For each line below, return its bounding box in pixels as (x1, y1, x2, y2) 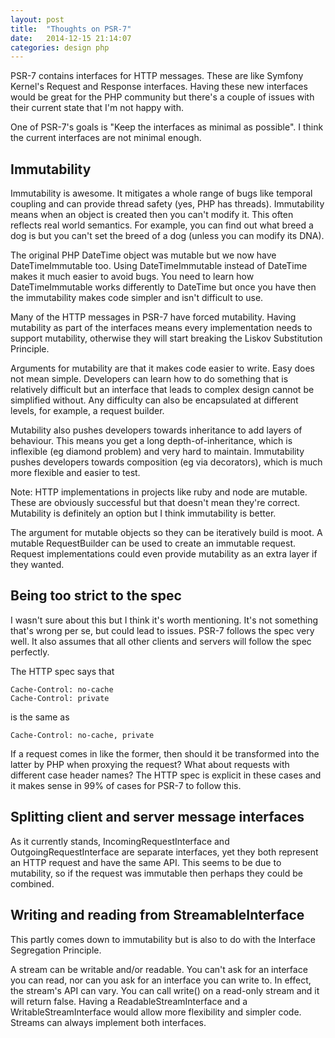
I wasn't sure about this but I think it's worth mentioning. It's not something (10, 614, 319, 626)
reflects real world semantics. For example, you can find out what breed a (10, 219, 314, 231)
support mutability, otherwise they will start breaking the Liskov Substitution (10, 332, 323, 345)
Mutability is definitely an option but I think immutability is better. (10, 507, 277, 520)
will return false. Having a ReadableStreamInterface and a (10, 995, 248, 1007)
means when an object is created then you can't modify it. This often (10, 209, 294, 221)
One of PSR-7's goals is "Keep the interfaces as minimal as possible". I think (10, 121, 324, 133)
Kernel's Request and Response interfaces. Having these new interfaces (10, 81, 308, 93)
